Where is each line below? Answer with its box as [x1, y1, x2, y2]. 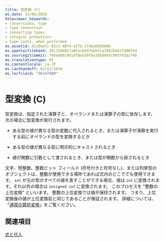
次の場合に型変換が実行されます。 [5, 117, 74, 123]
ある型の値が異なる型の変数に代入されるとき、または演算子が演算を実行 [12, 127, 159, 133]
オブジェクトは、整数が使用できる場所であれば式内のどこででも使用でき [5, 171, 151, 177]
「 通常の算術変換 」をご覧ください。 [5, 202, 79, 208]
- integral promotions [5, 35, 52, 40]
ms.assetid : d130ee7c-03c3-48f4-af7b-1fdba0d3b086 [5, 44, 111, 49]
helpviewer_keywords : [5, 16, 50, 21]
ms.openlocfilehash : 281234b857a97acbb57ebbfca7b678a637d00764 [5, 48, 137, 53]
